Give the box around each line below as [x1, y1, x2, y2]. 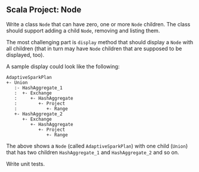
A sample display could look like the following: [6, 63, 120, 70]
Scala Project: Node [6, 5, 82, 15]
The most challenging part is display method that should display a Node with [6, 38, 194, 45]
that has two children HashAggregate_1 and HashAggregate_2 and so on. [6, 149, 179, 156]
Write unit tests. [6, 160, 45, 167]
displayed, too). [6, 51, 45, 59]
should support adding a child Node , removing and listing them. [6, 27, 160, 34]
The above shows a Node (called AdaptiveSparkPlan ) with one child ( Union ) [6, 142, 188, 149]
